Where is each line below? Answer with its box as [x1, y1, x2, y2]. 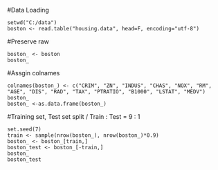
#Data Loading [7, 6, 50, 14]
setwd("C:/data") [7, 19, 57, 26]
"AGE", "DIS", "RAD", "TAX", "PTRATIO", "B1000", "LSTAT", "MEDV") [7, 88, 206, 95]
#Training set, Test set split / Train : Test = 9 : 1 [7, 113, 140, 120]
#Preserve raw [7, 37, 50, 46]
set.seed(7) [7, 126, 42, 133]
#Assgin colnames [7, 69, 60, 77]
